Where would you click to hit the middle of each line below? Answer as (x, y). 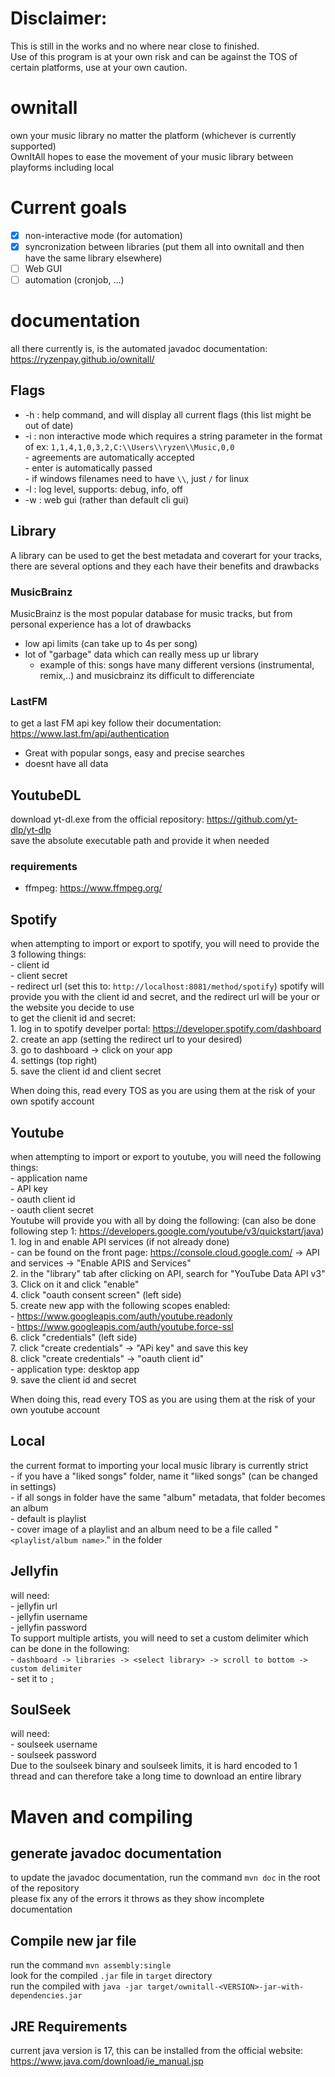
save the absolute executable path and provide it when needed (140, 841)
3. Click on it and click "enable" (75, 1284)
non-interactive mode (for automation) (103, 235)
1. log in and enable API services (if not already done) (120, 1241)
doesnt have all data (66, 764)
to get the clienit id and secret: (73, 1018)
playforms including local (62, 167)
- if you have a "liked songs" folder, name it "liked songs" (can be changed (164, 1476)
